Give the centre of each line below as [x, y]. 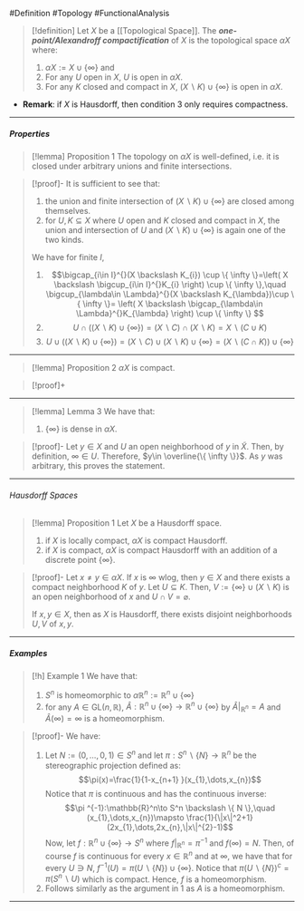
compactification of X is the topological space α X [197, 40]
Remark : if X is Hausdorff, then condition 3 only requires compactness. [155, 104]
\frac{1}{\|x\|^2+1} [219, 817]
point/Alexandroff [66, 40]
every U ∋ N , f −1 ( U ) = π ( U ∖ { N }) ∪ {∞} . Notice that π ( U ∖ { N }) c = [167, 867]
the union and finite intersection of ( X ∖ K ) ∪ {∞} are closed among [170, 201]
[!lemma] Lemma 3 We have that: [93, 411]
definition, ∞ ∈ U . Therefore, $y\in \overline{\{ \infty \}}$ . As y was [157, 456]
